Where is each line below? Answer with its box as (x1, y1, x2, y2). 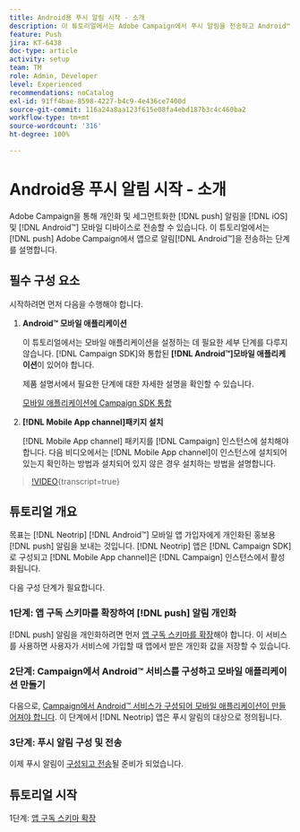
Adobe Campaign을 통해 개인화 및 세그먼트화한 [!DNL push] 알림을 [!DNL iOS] (9, 210, 288, 221)
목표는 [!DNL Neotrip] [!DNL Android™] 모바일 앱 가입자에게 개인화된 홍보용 (9, 530, 276, 540)
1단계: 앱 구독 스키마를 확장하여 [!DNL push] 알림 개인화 (9, 607, 237, 619)
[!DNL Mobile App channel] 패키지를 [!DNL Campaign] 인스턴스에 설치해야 (21, 435, 289, 446)
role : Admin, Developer (9, 72, 99, 81)
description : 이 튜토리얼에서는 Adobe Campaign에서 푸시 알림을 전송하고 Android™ (9, 22, 291, 31)
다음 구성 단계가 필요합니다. (9, 582, 106, 593)
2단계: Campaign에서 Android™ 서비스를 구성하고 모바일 (9, 665, 244, 678)
